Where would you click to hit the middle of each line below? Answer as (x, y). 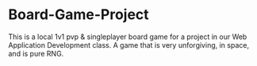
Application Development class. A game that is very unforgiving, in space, (129, 45)
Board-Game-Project (79, 15)
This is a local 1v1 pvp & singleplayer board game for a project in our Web (128, 37)
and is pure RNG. (36, 53)
